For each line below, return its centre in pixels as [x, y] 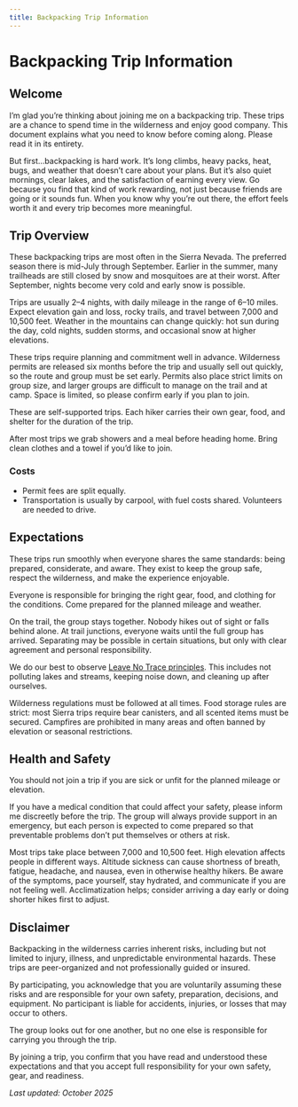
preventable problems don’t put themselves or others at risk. [120, 836]
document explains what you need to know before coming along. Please [141, 134]
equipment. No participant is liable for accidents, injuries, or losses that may [148, 1004]
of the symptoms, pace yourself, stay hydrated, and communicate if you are [148, 881]
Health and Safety [60, 759]
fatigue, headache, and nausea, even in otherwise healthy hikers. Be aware [146, 871]
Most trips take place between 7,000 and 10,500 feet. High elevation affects [147, 852]
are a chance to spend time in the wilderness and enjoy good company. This [149, 124]
